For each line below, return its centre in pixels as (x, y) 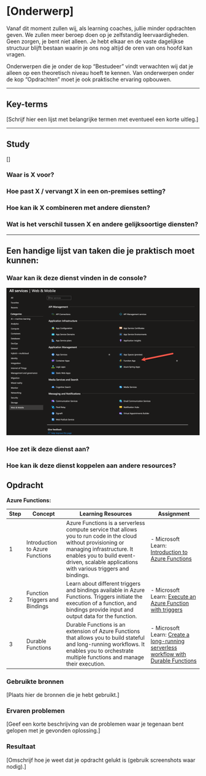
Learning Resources (106, 514)
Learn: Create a (170, 634)
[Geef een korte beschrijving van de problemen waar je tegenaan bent (95, 724)
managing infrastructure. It (100, 549)
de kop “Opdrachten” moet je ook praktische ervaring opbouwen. (89, 79)
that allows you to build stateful (105, 638)
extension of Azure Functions (103, 631)
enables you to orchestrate (100, 651)
